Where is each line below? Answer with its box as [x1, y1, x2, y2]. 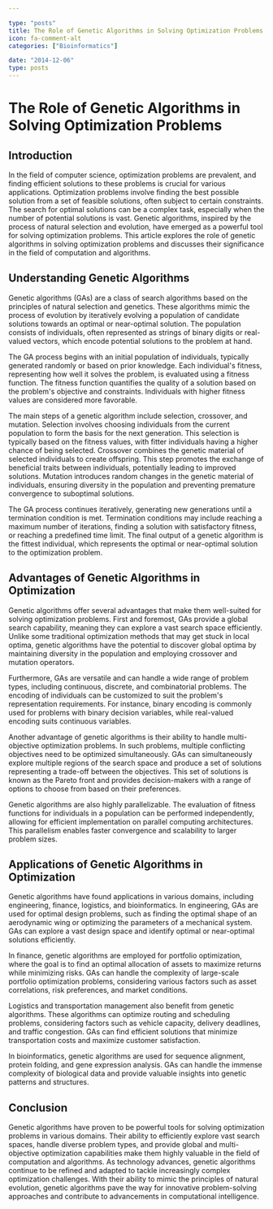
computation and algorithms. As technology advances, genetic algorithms [8, 1157, 256, 1167]
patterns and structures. [8, 1077, 89, 1087]
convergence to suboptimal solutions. [8, 489, 135, 498]
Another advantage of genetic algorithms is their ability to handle [8, 732, 226, 741]
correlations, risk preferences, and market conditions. [8, 985, 188, 995]
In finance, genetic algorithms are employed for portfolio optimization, [8, 950, 242, 960]
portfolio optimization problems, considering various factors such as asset [8, 976, 258, 986]
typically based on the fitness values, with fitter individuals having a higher [8, 437, 258, 446]
